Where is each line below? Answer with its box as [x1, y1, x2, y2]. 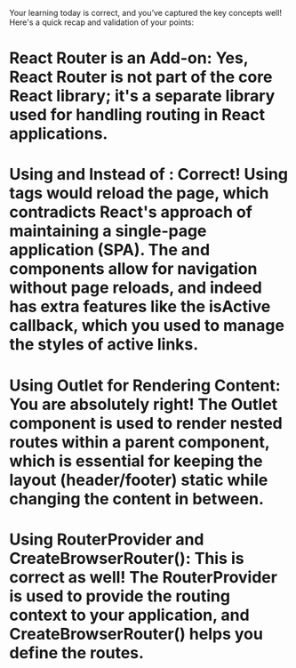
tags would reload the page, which [9, 183, 269, 204]
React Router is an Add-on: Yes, [9, 48, 249, 68]
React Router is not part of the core [9, 67, 273, 87]
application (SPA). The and [9, 240, 211, 261]
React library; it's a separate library [9, 86, 276, 106]
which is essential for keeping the [9, 451, 263, 471]
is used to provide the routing [9, 586, 231, 606]
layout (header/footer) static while [9, 470, 268, 490]
